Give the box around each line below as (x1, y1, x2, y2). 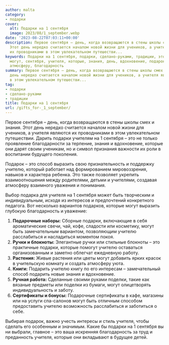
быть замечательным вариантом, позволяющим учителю (12, 228, 137, 234)
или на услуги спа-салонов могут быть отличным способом (12, 298, 142, 304)
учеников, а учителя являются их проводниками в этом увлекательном (5, 130, 160, 136)
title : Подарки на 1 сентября (5, 101, 69, 106)
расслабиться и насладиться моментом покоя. (12, 234, 115, 240)
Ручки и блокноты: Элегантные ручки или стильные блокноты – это (12, 239, 160, 245)
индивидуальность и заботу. (12, 287, 74, 293)
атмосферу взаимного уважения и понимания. (5, 182, 106, 188)
